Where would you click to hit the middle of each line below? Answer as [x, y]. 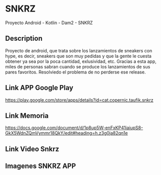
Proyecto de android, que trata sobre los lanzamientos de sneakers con [79, 50]
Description [24, 38]
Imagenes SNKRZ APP [40, 166]
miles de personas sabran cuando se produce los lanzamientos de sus [78, 66]
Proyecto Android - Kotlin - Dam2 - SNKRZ [49, 23]
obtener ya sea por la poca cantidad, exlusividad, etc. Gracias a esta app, [81, 61]
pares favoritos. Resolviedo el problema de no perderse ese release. [75, 72]
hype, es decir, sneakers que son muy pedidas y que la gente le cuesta [78, 56]
